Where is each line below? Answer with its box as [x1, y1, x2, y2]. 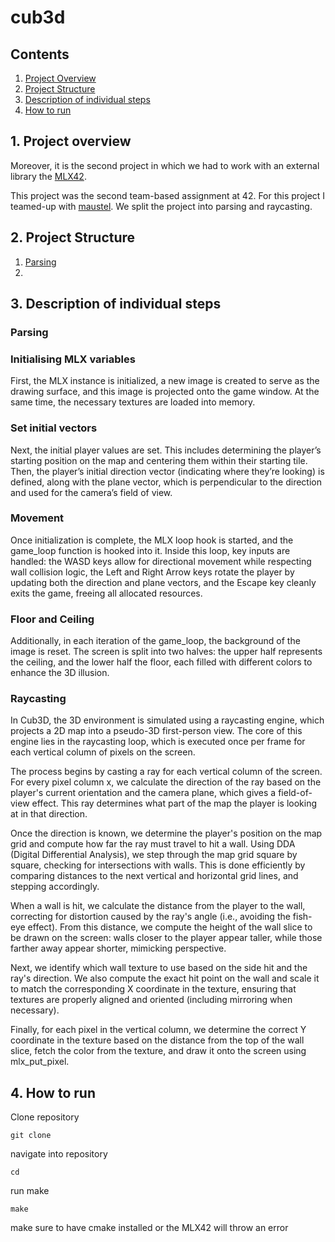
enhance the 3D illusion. [10, 667, 110, 679]
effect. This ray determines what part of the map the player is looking [31, 797, 318, 810]
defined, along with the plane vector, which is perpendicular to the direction [10, 476, 322, 488]
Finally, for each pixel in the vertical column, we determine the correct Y [10, 1024, 307, 1036]
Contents [10, 46, 70, 63]
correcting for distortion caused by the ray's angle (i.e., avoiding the [10, 911, 291, 923]
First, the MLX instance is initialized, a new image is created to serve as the [10, 375, 320, 387]
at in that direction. [10, 808, 88, 820]
